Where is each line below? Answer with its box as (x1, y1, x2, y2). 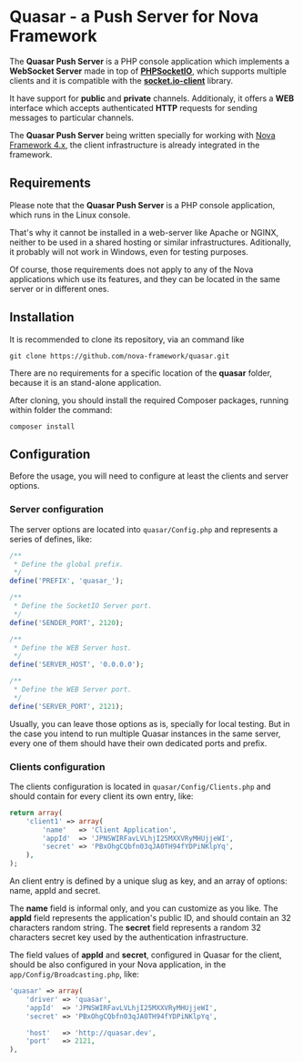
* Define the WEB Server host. (13, 643, 132, 652)
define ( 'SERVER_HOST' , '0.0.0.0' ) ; (9, 660, 145, 670)
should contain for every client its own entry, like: (9, 790, 194, 802)
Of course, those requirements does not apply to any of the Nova (9, 264, 254, 275)
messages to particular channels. (9, 112, 135, 123)
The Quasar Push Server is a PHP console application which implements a (9, 56, 289, 66)
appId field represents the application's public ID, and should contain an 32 (9, 913, 291, 924)
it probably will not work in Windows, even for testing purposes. (9, 246, 248, 257)
